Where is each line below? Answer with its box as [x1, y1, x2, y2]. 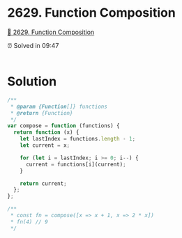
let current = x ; [20, 142, 70, 149]
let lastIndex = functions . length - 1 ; [20, 136, 136, 143]
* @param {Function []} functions [10, 103, 108, 110]
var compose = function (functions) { [7, 122, 120, 129]
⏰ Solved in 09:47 [7, 41, 59, 49]
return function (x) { [13, 129, 79, 136]
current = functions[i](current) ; [25, 161, 127, 168]
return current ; [20, 180, 68, 187]
